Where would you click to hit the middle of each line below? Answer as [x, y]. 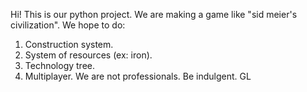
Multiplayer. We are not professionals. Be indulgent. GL [138, 76]
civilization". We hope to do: [68, 25]
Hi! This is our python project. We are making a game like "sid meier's [154, 14]
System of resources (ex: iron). [88, 55]
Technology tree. [59, 65]
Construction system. [69, 44]
